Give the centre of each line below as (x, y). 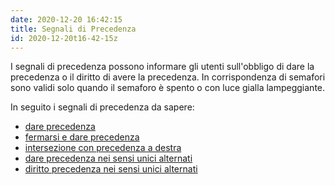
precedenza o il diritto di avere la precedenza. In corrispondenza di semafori (168, 77)
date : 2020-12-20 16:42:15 (66, 19)
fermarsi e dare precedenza (82, 137)
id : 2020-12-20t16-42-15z (64, 38)
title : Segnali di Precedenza (73, 29)
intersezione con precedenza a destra (103, 148)
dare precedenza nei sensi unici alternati (108, 158)
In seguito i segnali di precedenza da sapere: (102, 107)
